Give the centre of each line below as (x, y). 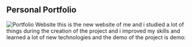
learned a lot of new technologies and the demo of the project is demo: (96, 37)
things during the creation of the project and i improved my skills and (93, 31)
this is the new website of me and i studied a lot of (121, 24)
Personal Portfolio (41, 10)
